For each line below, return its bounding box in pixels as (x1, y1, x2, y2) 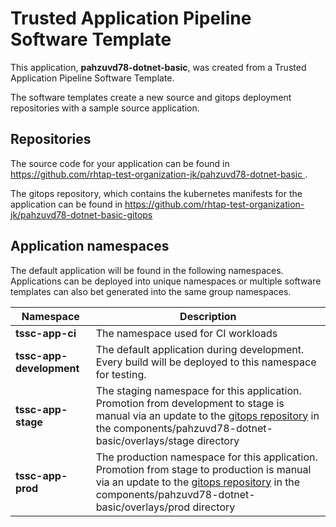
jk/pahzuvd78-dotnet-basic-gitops (10, 208, 153, 221)
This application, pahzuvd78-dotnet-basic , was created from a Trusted (10, 61, 307, 73)
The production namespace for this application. (95, 450, 318, 464)
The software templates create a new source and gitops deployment (10, 91, 292, 103)
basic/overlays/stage (95, 433, 195, 447)
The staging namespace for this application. (95, 383, 302, 397)
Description (179, 309, 237, 323)
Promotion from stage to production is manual (95, 462, 312, 476)
